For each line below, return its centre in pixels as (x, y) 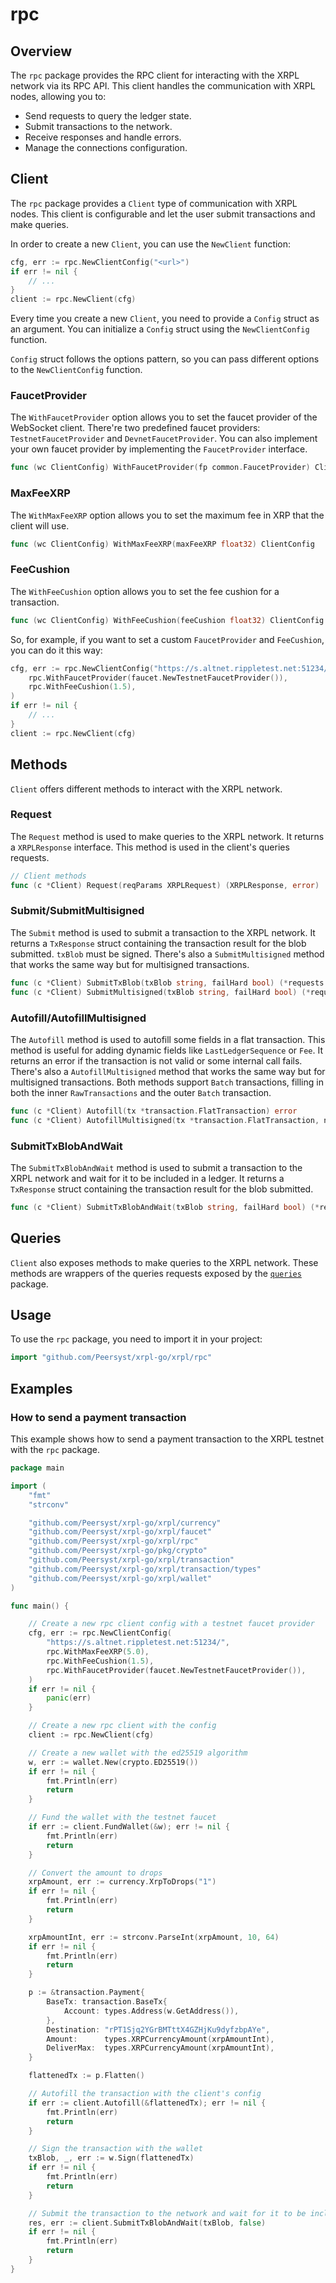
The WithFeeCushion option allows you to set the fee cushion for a (145, 591)
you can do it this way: (56, 650)
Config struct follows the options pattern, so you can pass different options (165, 359)
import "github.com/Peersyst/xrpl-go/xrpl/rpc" (111, 1358)
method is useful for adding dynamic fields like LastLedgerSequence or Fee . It (167, 1050)
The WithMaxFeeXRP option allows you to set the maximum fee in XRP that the (167, 515)
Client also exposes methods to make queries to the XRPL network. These (164, 1262)
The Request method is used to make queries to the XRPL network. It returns (167, 836)
